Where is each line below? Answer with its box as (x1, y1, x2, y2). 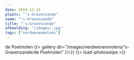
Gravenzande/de (5, 49, 39, 55)
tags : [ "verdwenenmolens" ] (5, 30, 61, 35)
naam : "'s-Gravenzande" (5, 16, 54, 21)
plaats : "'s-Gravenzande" (5, 12, 58, 17)
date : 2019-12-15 (5, 7, 41, 12)
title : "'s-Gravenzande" (5, 21, 56, 26)
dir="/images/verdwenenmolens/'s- (56, 44, 130, 50)
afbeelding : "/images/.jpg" (5, 26, 63, 31)
